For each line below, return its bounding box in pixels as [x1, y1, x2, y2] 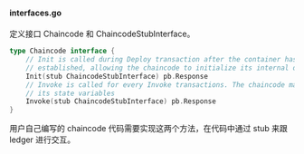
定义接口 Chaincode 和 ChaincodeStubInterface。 [9, 28, 195, 40]
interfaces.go [9, 7, 62, 18]
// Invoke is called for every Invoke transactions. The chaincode [25, 80, 285, 90]
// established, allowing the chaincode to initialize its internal [25, 63, 290, 72]
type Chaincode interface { [9, 46, 116, 56]
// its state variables [25, 89, 116, 98]
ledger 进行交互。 [9, 134, 76, 145]
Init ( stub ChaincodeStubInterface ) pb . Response [25, 72, 208, 81]
